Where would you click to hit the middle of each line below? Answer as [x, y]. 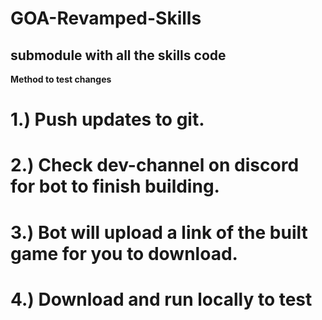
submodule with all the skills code [118, 55]
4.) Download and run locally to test [161, 299]
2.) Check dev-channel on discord [155, 165]
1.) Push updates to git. [107, 119]
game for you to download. [124, 253]
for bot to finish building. [115, 186]
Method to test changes [61, 79]
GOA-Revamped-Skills [106, 18]
